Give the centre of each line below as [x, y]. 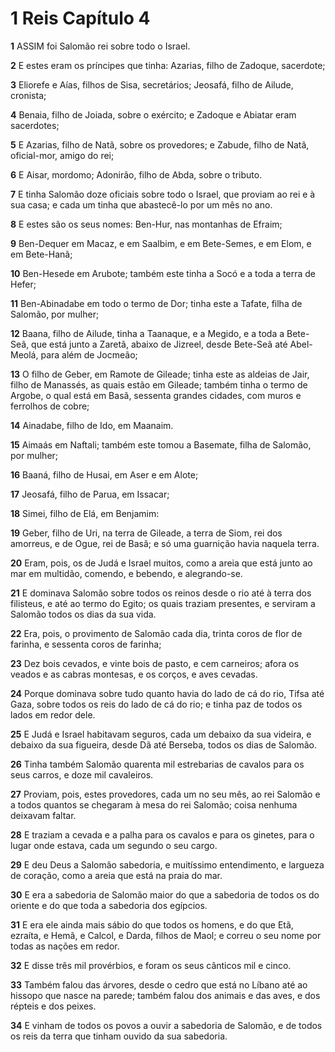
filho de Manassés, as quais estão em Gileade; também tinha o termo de [159, 384]
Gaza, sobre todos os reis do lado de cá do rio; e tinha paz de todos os [156, 704]
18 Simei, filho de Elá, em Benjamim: [85, 513]
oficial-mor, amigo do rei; [62, 155]
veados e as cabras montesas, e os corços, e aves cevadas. [134, 674]
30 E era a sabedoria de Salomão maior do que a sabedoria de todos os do [165, 894]
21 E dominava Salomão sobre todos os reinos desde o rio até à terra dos [161, 593]
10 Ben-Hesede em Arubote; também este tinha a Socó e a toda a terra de [163, 273]
